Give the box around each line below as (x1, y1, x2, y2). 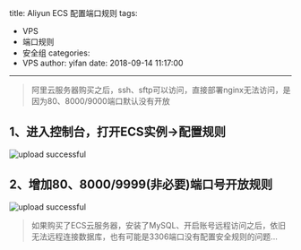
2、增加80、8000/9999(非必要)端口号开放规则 (9, 177, 273, 193)
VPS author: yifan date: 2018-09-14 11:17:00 (21, 57, 184, 68)
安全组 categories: (21, 47, 90, 58)
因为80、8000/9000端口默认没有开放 (30, 96, 170, 106)
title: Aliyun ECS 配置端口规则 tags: (9, 8, 138, 18)
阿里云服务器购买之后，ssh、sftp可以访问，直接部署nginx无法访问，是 (30, 84, 291, 95)
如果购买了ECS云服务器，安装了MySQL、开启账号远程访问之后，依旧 (30, 220, 287, 230)
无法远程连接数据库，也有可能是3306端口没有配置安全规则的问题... (30, 231, 278, 242)
